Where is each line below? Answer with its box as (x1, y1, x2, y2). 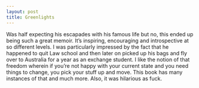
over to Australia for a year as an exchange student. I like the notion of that (6, 56, 190, 63)
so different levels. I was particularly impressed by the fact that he (6, 43, 169, 51)
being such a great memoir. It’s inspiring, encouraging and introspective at (6, 37, 189, 44)
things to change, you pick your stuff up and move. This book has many (6, 68, 183, 76)
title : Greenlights (6, 14, 55, 20)
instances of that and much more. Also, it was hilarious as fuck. (6, 75, 163, 82)
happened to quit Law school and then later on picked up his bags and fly (6, 49, 187, 56)
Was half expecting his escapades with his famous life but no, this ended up (6, 30, 194, 37)
